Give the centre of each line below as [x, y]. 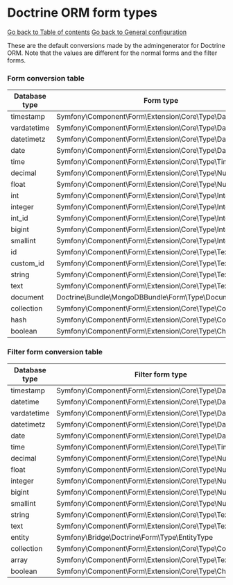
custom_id [28, 263]
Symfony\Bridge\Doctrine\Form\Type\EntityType [135, 537]
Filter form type [161, 374]
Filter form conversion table [55, 352]
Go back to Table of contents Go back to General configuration [97, 32]
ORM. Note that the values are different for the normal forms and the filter [112, 53]
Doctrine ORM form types [82, 13]
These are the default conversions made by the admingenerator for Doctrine [116, 45]
